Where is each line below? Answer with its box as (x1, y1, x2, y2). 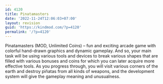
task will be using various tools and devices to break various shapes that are (5, 53, 158, 58)
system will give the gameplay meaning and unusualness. (5, 73, 121, 79)
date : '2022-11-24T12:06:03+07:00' (5, 16, 77, 21)
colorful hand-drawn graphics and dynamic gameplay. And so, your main (5, 48, 152, 54)
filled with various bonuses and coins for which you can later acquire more (5, 58, 155, 64)
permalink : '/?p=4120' (5, 29, 51, 34)
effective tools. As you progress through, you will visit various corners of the (5, 63, 158, 69)
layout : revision (5, 20, 40, 26)
